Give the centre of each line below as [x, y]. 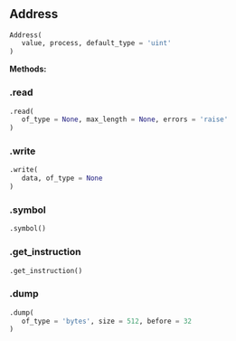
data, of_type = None [62, 178]
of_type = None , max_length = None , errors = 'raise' [125, 119]
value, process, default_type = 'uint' [96, 43]
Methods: [28, 69]
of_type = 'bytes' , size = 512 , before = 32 [107, 321]
